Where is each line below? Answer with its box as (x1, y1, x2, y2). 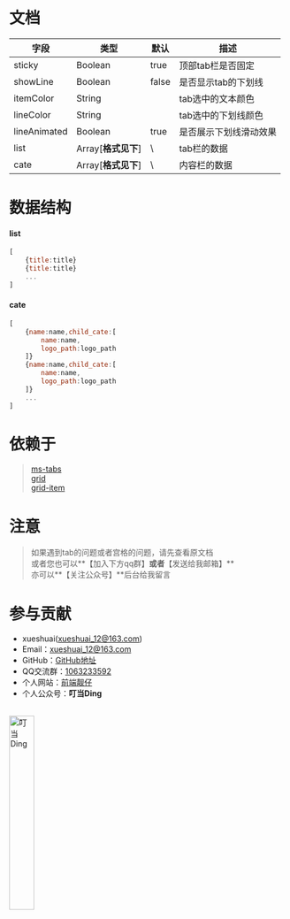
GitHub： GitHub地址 (21, 655, 97, 666)
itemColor (13, 92, 55, 104)
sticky (13, 58, 39, 71)
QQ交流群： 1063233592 (21, 666, 112, 677)
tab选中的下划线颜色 (179, 109, 263, 121)
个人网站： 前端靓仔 (21, 678, 93, 688)
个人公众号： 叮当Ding (21, 688, 103, 699)
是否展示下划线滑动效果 (179, 126, 277, 138)
